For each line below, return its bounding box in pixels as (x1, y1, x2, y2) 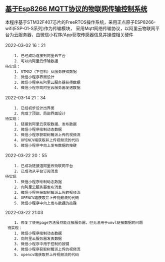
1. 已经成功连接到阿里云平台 (14, 53, 66, 58)
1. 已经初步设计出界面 (14, 105, 55, 110)
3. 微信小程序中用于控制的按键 (14, 241, 69, 246)
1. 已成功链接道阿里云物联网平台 (14, 163, 73, 168)
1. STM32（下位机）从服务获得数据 (14, 69, 77, 74)
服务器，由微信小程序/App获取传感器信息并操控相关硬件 (18, 32, 133, 38)
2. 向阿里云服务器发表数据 (14, 236, 62, 241)
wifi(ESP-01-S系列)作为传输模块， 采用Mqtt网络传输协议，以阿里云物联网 (5, 25, 156, 31)
